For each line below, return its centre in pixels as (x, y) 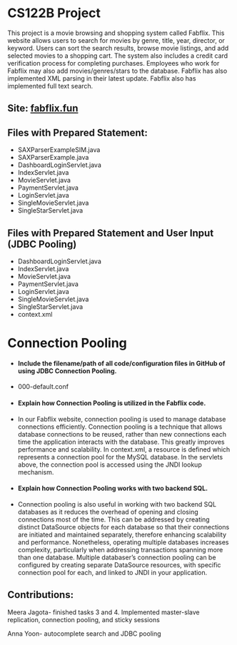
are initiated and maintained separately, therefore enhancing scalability (122, 534)
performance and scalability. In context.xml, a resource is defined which (124, 449)
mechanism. (36, 472)
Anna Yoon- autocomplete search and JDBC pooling (85, 634)
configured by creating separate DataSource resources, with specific (119, 564)
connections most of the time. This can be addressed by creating (114, 519)
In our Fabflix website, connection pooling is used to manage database (122, 419)
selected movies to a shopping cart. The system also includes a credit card (118, 56)
